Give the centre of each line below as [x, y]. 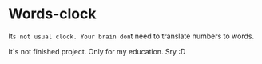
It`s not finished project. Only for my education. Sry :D [97, 51]
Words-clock [52, 14]
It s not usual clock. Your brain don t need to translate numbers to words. [131, 36]
